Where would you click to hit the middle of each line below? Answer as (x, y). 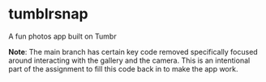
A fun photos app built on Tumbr (62, 36)
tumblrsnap (48, 14)
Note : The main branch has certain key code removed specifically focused (133, 51)
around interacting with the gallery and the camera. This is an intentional (129, 60)
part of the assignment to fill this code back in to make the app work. (123, 68)
